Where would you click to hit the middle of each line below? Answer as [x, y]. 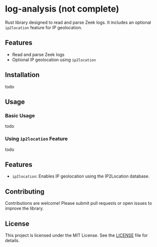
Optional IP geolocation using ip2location [54, 60]
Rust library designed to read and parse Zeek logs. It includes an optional [78, 22]
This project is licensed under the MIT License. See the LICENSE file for [77, 235]
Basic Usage [20, 115]
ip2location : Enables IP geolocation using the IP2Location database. [81, 176]
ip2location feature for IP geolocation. [44, 27]
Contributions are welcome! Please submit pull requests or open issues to [78, 203]
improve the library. [24, 208]
